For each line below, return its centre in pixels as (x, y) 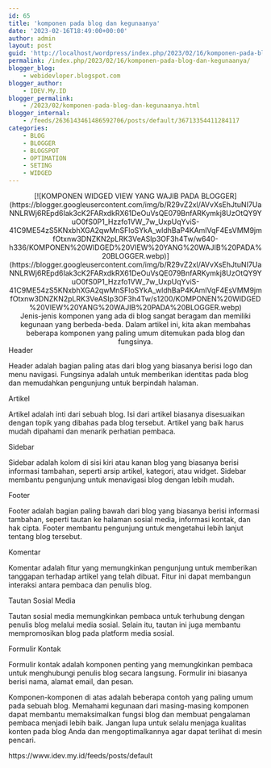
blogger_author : (35, 83)
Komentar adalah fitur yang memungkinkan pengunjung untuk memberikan (133, 568)
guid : (17, 53)
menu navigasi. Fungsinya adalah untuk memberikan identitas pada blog (128, 374)
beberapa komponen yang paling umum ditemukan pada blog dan (135, 333)
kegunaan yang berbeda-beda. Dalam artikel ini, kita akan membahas (135, 324)
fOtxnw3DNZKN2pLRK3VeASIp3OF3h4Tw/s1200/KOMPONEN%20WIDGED (135, 299)
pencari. (22, 740)
